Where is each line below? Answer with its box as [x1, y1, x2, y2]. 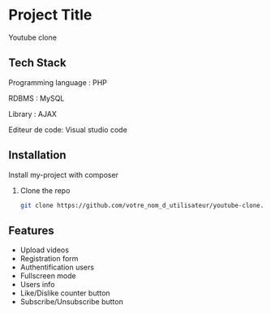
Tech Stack [8, 56, 67, 70]
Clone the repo [19, 185, 71, 196]
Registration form [19, 254, 79, 264]
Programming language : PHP [8, 77, 107, 87]
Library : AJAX [8, 109, 57, 118]
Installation [8, 148, 67, 162]
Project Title [8, 6, 92, 24]
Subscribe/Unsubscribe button [19, 297, 123, 307]
